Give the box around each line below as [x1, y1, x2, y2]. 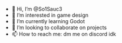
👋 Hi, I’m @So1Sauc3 [11, 6, 62, 12]
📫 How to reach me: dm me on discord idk [11, 31, 117, 37]
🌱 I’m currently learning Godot [11, 18, 85, 24]
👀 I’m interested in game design [11, 12, 88, 19]
